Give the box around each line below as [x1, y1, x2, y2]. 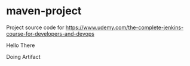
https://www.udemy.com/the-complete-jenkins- [65, 24, 184, 31]
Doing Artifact [6, 53, 41, 60]
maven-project [6, 4, 82, 18]
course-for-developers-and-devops [6, 30, 94, 37]
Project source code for [6, 24, 65, 31]
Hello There [6, 42, 35, 49]
